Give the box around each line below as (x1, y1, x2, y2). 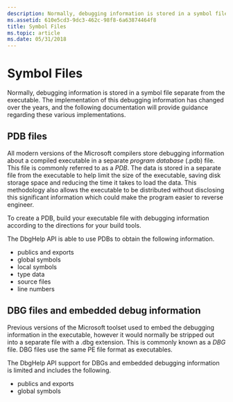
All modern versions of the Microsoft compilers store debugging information (7, 149, 225, 157)
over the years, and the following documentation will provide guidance (7, 103, 209, 111)
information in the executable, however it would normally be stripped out (7, 330, 215, 339)
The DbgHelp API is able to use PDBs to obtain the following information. (7, 235, 215, 243)
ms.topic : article (7, 29, 60, 37)
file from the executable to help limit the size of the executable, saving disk (7, 171, 221, 179)
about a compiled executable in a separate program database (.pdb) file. (7, 156, 215, 165)
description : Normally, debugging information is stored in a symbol (7, 10, 213, 17)
